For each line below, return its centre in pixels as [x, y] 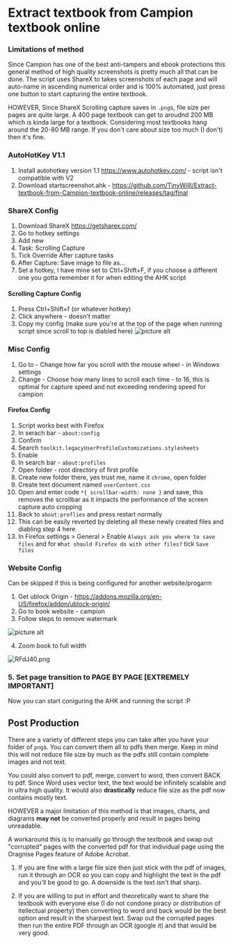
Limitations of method [46, 49]
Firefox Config [29, 410]
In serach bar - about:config [59, 432]
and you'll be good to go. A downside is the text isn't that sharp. [110, 883]
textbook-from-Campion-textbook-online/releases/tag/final [103, 192]
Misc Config [29, 349]
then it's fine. [27, 137]
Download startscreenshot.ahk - [64, 185]
